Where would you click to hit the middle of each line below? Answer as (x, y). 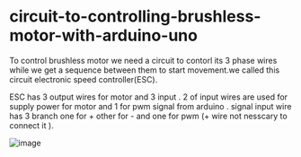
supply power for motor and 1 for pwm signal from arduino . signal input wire (150, 106)
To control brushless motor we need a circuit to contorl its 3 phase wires (143, 60)
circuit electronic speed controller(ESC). (84, 79)
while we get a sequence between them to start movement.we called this (145, 70)
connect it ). (31, 125)
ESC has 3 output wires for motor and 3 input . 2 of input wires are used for (149, 97)
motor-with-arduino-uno (103, 35)
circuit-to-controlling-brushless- (135, 17)
